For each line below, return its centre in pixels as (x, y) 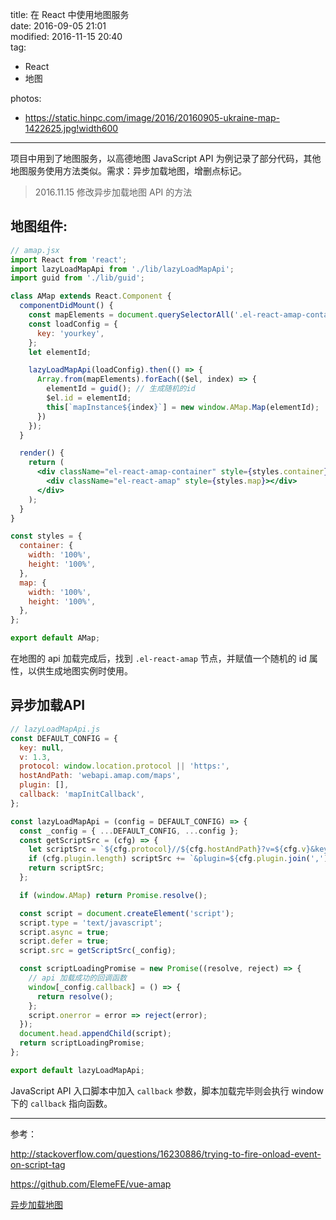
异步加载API (48, 705)
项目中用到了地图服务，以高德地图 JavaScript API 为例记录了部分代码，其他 (166, 158)
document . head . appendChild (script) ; (95, 1034)
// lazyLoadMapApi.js (55, 729)
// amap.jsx (35, 250)
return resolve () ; (75, 996)
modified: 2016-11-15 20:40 (66, 36)
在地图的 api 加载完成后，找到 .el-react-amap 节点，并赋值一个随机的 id (158, 659)
